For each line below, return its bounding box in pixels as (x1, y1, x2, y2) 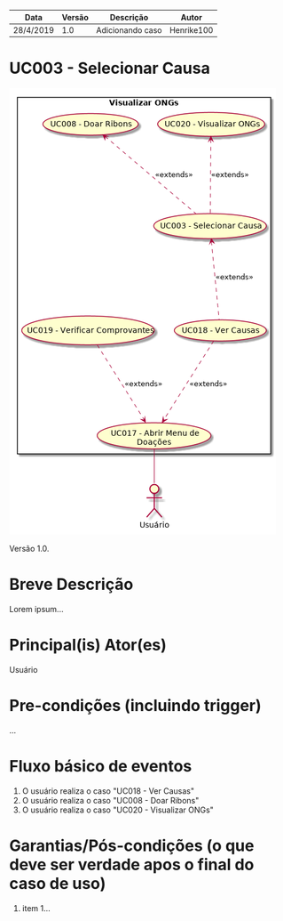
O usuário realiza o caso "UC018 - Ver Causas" (21, 785, 195, 796)
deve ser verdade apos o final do (9, 855, 255, 875)
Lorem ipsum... (9, 604, 64, 615)
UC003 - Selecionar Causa (9, 59, 210, 78)
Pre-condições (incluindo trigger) (9, 696, 262, 716)
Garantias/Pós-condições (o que (9, 836, 255, 856)
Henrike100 (169, 24, 214, 36)
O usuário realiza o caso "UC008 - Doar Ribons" (21, 795, 200, 805)
